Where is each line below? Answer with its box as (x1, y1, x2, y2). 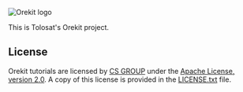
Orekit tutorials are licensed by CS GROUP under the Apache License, (8, 66, 235, 75)
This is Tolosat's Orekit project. (8, 23, 109, 31)
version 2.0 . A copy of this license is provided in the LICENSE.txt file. (8, 75, 231, 84)
